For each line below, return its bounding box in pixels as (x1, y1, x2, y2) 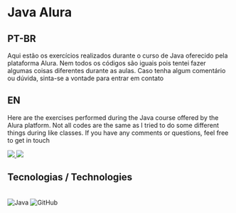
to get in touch (7, 136, 50, 144)
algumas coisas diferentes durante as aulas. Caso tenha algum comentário (7, 67, 226, 75)
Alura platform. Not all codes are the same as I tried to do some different (7, 121, 219, 129)
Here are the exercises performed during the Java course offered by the (7, 113, 219, 121)
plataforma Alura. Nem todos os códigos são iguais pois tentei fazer (7, 59, 206, 67)
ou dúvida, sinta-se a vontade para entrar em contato (7, 74, 164, 82)
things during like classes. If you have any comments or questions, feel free (7, 129, 229, 137)
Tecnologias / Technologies (7, 171, 133, 183)
